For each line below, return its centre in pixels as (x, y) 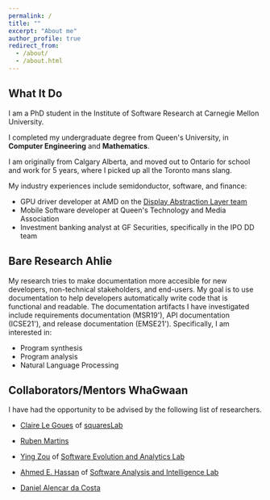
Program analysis (49, 356)
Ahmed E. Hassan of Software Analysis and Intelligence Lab (119, 473)
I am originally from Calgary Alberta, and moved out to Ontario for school (129, 162)
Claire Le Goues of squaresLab (71, 426)
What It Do (35, 94)
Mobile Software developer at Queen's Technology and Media (123, 210)
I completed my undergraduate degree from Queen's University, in (118, 137)
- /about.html (39, 61)
